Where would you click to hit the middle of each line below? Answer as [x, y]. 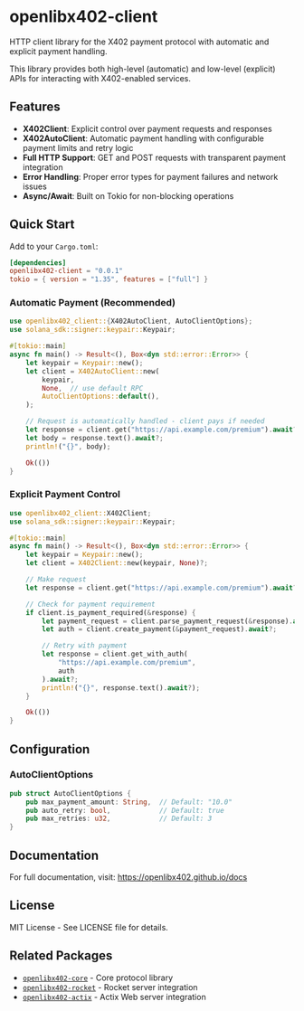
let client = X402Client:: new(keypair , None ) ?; [117, 563]
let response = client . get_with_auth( [115, 654]
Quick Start [42, 225]
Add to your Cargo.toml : [54, 246]
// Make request [57, 580]
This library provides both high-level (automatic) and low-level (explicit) [142, 69]
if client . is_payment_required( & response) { [111, 612]
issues [34, 186]
